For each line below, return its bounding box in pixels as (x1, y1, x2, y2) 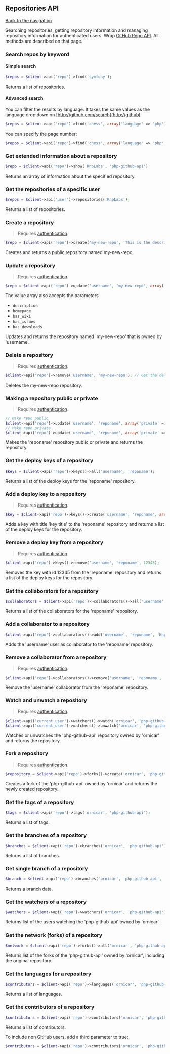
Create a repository (5, 219, 54, 226)
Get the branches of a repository (5, 832, 87, 839)
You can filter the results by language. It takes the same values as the (5, 106, 150, 113)
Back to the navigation (5, 17, 52, 23)
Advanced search (5, 95, 44, 101)
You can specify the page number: (5, 131, 77, 137)
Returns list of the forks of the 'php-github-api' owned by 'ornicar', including (5, 952, 164, 958)
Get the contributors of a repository (5, 1003, 95, 1010)
